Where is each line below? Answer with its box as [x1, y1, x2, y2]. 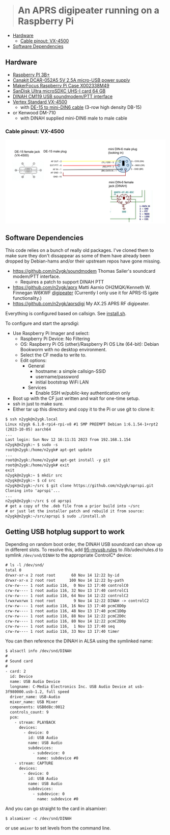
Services [27, 384, 47, 390]
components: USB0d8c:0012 [10, 704, 65, 709]
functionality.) [12, 295, 42, 301]
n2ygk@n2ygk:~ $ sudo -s [5, 442, 58, 447]
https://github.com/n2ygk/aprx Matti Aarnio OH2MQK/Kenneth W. [12, 284, 151, 290]
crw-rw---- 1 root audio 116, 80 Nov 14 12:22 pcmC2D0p [5, 618, 126, 624]
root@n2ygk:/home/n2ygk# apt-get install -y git [5, 457, 110, 463]
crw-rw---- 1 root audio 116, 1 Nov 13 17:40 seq [5, 624, 115, 629]
